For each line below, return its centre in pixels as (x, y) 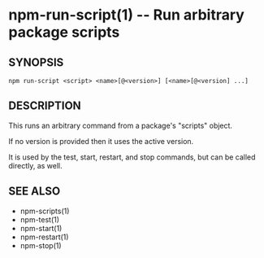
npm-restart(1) (44, 237)
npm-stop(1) (41, 245)
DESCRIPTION (45, 106)
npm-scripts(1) (45, 211)
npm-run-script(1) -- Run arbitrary (127, 15)
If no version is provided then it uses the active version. (101, 141)
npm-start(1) (41, 228)
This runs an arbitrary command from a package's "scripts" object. (121, 125)
